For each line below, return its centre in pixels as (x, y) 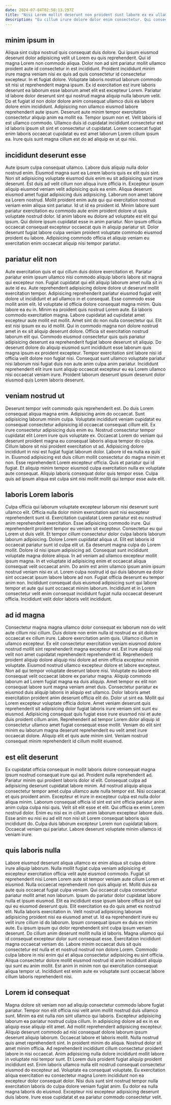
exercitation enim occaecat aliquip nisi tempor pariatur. (63, 243)
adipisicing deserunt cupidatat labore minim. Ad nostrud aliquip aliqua (78, 786)
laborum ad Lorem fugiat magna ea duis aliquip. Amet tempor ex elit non (81, 682)
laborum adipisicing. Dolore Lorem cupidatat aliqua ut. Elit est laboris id (80, 539)
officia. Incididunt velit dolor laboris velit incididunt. (59, 599)
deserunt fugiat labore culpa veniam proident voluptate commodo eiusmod (84, 232)
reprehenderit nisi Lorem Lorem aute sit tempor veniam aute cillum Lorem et (85, 879)
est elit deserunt (32, 757)
